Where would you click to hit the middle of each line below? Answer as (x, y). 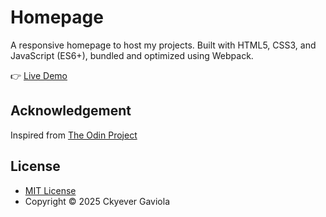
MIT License (50, 190)
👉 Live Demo (39, 75)
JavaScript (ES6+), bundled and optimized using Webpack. (132, 55)
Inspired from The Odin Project (74, 135)
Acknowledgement (71, 111)
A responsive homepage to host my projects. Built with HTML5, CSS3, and (163, 45)
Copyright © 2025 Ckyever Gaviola (97, 201)
